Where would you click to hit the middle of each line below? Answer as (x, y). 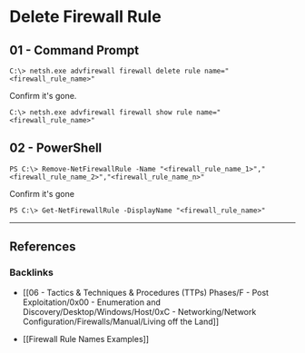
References (43, 247)
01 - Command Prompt (74, 50)
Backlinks (32, 272)
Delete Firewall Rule (85, 17)
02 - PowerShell (56, 148)
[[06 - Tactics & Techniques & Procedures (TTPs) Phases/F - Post (146, 292)
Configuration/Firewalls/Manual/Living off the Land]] (121, 321)
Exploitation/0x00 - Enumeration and (92, 302)
